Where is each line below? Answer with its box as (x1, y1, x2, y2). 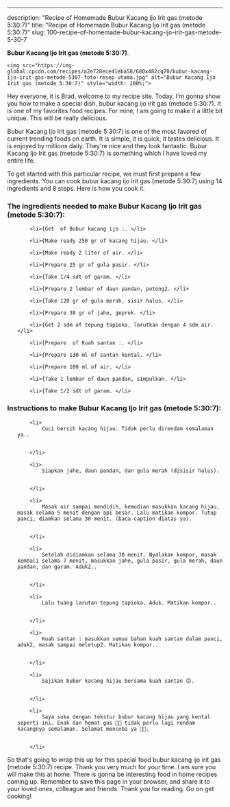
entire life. (7, 156, 36, 165)
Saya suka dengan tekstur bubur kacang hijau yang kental (42, 713, 211, 721)
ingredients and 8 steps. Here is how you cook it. (7, 185, 145, 192)
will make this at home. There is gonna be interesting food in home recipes (7, 770, 218, 778)
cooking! (7, 792, 32, 800)
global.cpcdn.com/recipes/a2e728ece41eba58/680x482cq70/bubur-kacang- (7, 68, 213, 75)
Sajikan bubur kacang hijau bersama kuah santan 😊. (42, 677, 195, 684)
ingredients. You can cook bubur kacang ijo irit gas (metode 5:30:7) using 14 (7, 177, 222, 185)
